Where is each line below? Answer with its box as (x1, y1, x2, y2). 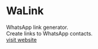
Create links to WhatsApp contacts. (6, 30, 93, 37)
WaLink (6, 4, 44, 18)
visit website (6, 36, 37, 43)
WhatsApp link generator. (6, 24, 68, 31)
